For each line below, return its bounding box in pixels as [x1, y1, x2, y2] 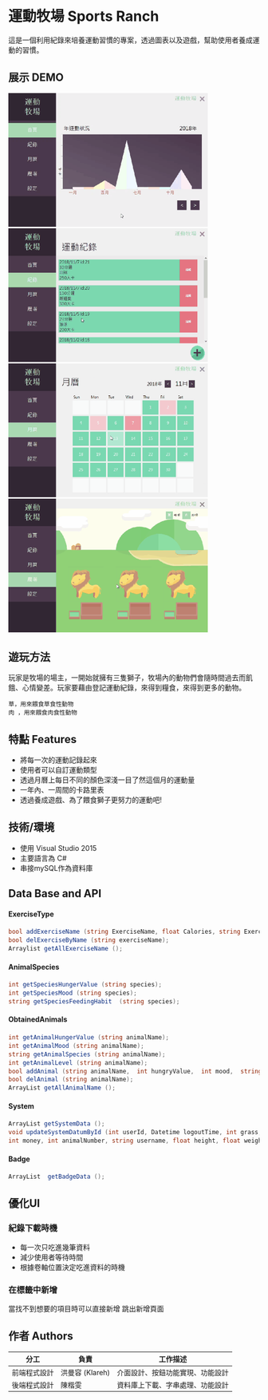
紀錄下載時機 [8, 1223, 58, 1234]
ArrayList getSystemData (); [8, 1120, 105, 1128]
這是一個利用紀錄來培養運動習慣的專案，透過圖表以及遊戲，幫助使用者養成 [8, 35, 253, 45]
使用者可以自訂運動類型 [19, 765, 97, 774]
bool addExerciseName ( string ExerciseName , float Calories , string [8, 927, 241, 936]
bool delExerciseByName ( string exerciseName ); [8, 936, 170, 944]
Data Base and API [8, 887, 102, 900]
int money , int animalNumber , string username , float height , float [8, 1137, 241, 1145]
